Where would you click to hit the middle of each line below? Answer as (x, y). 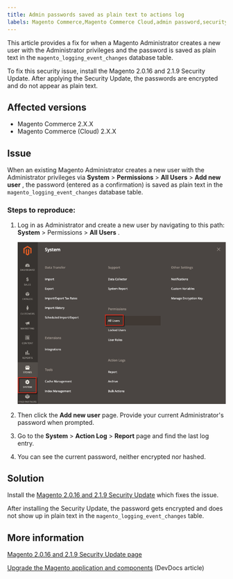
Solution (26, 478)
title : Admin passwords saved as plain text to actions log (96, 15)
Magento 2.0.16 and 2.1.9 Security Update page (75, 555)
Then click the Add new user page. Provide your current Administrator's (120, 415)
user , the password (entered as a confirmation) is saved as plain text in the (115, 185)
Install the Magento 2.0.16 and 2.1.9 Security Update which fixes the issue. (113, 495)
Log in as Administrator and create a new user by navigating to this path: (121, 225)
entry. (26, 443)
